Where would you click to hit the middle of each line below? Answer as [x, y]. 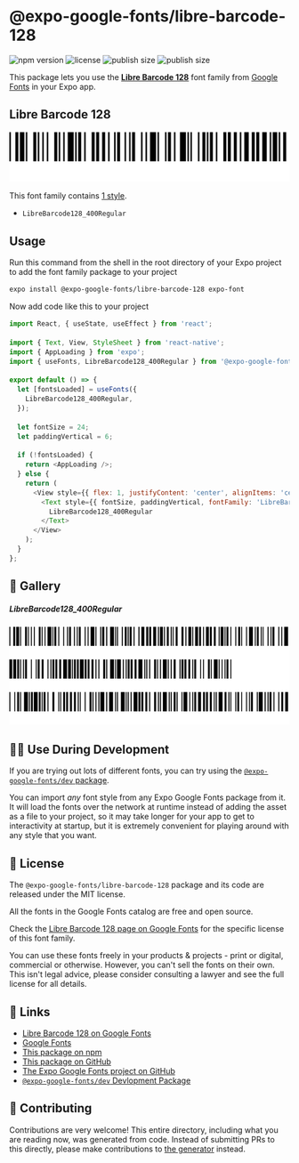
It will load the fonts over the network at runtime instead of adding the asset [148, 807]
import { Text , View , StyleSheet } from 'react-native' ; [117, 343]
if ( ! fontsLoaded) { [55, 456]
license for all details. [48, 984]
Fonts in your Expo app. [53, 86]
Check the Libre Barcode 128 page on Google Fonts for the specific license [147, 929]
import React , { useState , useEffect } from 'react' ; [111, 324]
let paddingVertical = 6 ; [65, 436]
